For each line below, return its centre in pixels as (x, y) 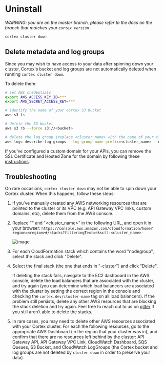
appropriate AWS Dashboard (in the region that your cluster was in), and (85, 332)
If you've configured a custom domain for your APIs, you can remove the (78, 151)
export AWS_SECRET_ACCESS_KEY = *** (40, 102)
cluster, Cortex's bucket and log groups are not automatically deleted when (81, 69)
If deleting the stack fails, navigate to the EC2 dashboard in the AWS (81, 276)
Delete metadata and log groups (55, 52)
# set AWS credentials (28, 92)
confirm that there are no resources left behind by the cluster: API (78, 337)
